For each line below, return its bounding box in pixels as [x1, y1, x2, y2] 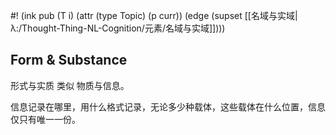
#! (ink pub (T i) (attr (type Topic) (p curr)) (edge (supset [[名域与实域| [10, 10, 298, 21]
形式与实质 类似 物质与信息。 [10, 79, 130, 91]
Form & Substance [10, 52, 128, 69]
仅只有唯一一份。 [10, 113, 81, 125]
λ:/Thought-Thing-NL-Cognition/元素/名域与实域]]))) [10, 22, 226, 34]
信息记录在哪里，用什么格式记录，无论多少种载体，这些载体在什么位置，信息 [10, 100, 326, 113]
